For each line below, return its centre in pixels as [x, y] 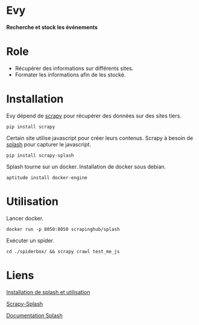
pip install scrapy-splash [40, 155]
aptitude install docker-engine [47, 178]
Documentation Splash [35, 315]
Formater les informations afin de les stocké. [70, 74]
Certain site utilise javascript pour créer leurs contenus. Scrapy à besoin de [100, 138]
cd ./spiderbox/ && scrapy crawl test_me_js [63, 251]
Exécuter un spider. [30, 240]
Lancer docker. [25, 218]
